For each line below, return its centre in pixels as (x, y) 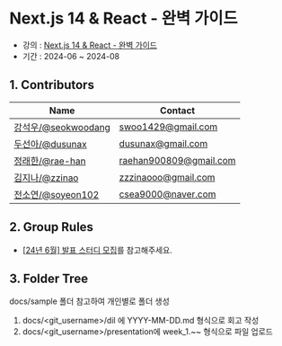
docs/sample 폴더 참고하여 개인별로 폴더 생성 (90, 301)
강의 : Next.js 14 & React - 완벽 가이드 (89, 45)
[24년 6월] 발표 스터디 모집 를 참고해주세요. (97, 250)
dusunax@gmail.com (163, 143)
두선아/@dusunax (50, 144)
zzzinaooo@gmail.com (167, 177)
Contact (178, 111)
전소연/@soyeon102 (57, 194)
